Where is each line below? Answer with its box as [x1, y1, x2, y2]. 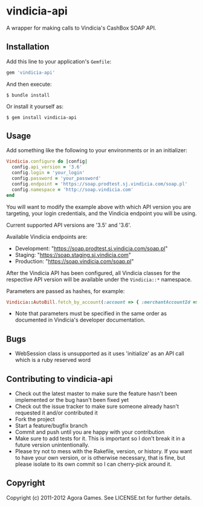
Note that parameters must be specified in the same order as [14, 310, 167, 317]
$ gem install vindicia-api [6, 114, 77, 120]
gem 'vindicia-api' [6, 69, 56, 76]
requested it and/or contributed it [14, 409, 98, 416]
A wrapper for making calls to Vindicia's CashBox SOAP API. [6, 24, 156, 31]
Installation [6, 42, 50, 52]
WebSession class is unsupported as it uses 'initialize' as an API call [14, 350, 184, 357]
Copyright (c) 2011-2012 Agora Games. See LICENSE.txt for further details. [6, 494, 192, 501]
